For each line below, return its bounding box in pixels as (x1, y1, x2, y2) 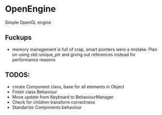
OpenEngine (5, 3, 56, 15)
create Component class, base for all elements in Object (12, 83, 125, 89)
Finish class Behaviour (12, 89, 57, 95)
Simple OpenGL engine (5, 19, 51, 25)
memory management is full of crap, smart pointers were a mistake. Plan (12, 46, 158, 52)
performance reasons (12, 57, 56, 63)
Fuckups (5, 33, 32, 42)
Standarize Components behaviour (12, 104, 82, 110)
